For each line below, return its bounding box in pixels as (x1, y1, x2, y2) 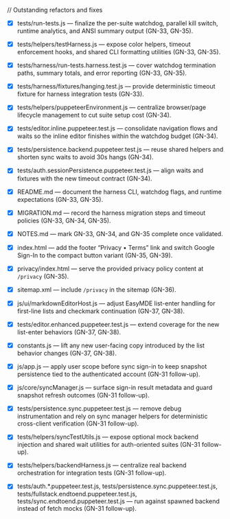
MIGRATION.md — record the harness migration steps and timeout (16, 209, 206, 217)
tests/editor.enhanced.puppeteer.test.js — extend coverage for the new (16, 320, 220, 328)
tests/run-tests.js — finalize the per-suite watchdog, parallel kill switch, (16, 19, 218, 27)
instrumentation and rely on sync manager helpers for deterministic (16, 412, 208, 421)
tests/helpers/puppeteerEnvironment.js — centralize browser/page (16, 103, 207, 112)
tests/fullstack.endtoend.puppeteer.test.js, (16, 490, 137, 498)
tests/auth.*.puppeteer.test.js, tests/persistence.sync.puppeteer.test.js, (16, 482, 218, 490)
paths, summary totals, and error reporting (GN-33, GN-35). (16, 69, 187, 78)
